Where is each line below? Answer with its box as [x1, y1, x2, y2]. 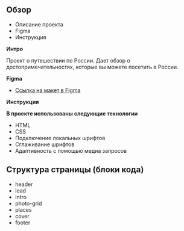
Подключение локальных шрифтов [14, 134, 106, 141]
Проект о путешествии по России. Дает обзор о [6, 57, 131, 64]
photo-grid [14, 200, 42, 207]
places [14, 206, 32, 213]
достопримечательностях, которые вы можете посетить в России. [6, 63, 179, 70]
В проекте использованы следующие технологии [6, 109, 138, 117]
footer [14, 219, 31, 226]
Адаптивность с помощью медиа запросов [14, 147, 127, 154]
